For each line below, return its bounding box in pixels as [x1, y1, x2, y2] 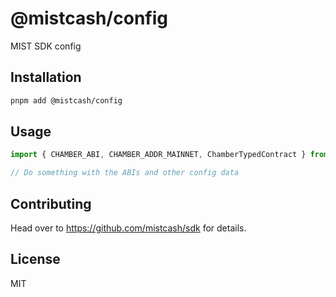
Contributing [10, 195, 92, 212]
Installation [10, 69, 82, 86]
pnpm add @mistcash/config [10, 95, 123, 106]
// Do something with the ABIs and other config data [10, 168, 240, 178]
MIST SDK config [10, 40, 82, 52]
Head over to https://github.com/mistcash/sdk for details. [10, 222, 247, 234]
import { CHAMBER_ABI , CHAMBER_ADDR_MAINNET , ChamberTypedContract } [10, 150, 307, 160]
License [10, 251, 61, 268]
